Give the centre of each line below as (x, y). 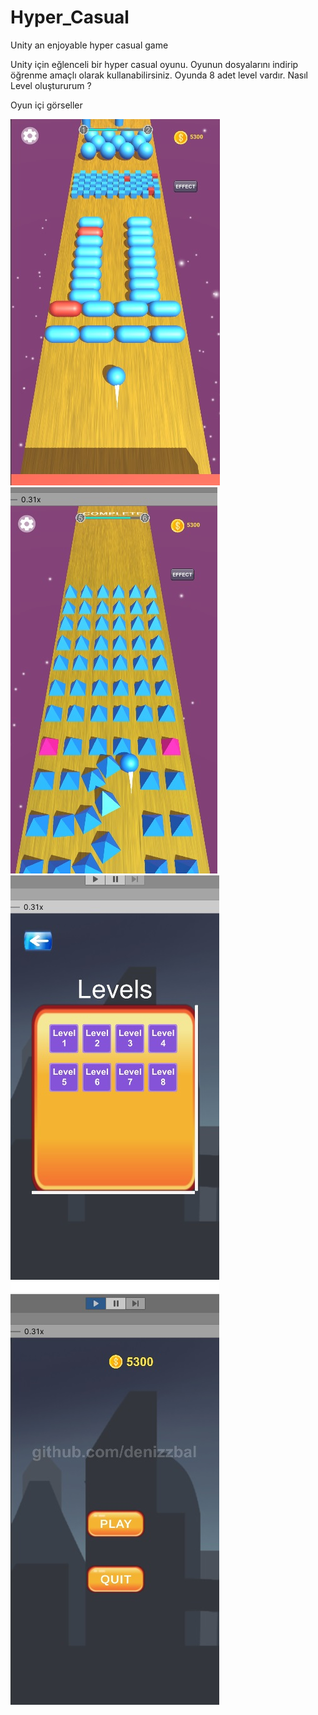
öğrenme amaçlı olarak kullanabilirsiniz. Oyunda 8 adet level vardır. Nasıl (159, 75)
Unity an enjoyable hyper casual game (89, 45)
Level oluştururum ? (51, 85)
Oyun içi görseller (46, 105)
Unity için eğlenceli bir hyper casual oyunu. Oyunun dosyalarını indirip (154, 64)
